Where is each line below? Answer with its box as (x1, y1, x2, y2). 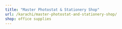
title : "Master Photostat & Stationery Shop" (5, 7, 99, 12)
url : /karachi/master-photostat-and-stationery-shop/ (5, 12, 118, 17)
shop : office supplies (5, 16, 51, 21)
